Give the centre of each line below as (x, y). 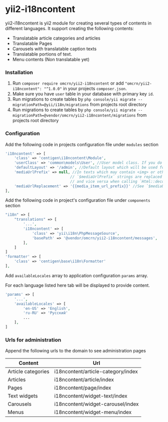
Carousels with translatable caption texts (54, 49)
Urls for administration (33, 340)
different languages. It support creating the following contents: (69, 28)
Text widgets (23, 396)
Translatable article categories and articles (56, 38)
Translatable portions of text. (42, 54)
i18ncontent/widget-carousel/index (96, 404)
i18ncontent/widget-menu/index (93, 412)
